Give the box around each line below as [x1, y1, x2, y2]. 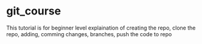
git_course [6, 4, 61, 18]
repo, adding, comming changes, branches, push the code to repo [6, 30, 172, 37]
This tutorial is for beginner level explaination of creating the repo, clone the [6, 24, 196, 31]
